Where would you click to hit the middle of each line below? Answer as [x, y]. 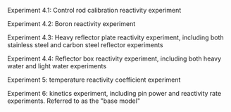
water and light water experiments [57, 66]
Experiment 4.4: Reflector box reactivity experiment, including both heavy [114, 58]
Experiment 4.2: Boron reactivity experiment [71, 24]
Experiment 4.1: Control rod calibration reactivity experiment [94, 10]
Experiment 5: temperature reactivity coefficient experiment [94, 80]
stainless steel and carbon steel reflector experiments [85, 45]
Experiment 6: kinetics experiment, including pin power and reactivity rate [114, 93]
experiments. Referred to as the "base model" [74, 101]
